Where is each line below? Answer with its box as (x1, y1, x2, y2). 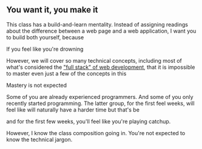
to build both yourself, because (6, 33, 84, 41)
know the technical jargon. (6, 136, 73, 143)
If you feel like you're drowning (6, 45, 84, 52)
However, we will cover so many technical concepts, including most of (6, 57, 182, 64)
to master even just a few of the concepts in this (6, 69, 127, 77)
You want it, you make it (6, 5, 98, 15)
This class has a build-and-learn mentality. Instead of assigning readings (6, 21, 188, 28)
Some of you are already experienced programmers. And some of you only (6, 93, 194, 100)
